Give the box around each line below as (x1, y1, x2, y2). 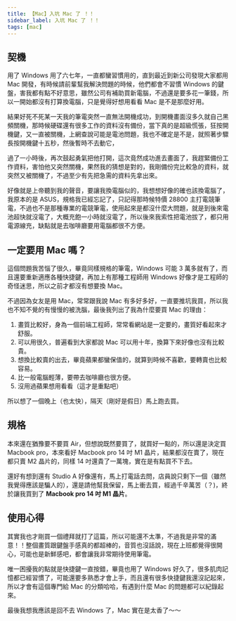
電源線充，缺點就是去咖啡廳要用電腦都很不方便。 (7, 222, 149, 230)
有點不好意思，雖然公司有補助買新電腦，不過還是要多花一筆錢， (37, 89, 223, 97)
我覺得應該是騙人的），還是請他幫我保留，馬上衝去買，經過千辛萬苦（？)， (7, 480, 223, 489)
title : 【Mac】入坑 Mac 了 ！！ (7, 10, 95, 18)
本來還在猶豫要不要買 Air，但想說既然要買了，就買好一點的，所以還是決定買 (7, 439, 227, 447)
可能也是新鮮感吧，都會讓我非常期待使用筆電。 (19, 549, 155, 558)
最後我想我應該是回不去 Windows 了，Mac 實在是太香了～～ (7, 606, 181, 614)
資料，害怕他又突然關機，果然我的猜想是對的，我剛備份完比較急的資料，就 (13, 162, 229, 171)
